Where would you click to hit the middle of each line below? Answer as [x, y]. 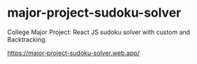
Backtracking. [27, 39]
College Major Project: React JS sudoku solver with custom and [99, 32]
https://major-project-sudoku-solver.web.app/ [73, 53]
